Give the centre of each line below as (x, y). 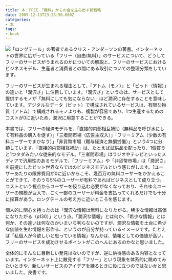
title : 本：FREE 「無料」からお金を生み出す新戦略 (53, 10)
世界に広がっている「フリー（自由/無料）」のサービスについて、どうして (90, 55)
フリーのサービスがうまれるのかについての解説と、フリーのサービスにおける (86, 62)
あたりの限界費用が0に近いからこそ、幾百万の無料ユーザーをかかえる (87, 173)
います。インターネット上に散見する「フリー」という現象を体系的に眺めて (84, 259)
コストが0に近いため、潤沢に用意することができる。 (61, 118)
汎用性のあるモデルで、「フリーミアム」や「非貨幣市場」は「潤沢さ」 (94, 161)
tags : (11, 29)
